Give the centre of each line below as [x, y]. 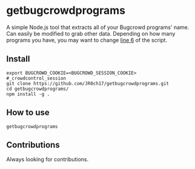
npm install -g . [28, 94]
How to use [28, 113]
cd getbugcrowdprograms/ [38, 89]
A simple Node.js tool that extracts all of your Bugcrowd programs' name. [98, 27]
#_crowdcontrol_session [36, 78]
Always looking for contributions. [48, 159]
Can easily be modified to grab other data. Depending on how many [91, 33]
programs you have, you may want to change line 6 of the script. [87, 40]
